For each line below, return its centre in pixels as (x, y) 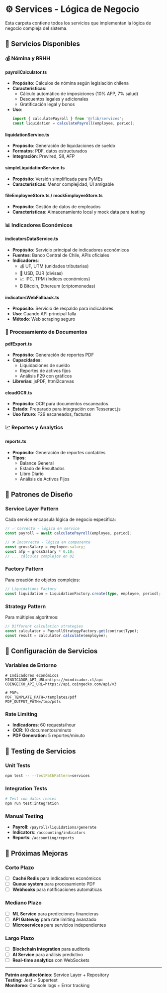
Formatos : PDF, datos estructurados (50, 151)
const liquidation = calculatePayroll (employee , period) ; (74, 124)
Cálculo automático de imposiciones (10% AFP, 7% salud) (79, 94)
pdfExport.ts (19, 344)
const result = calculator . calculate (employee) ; (56, 635)
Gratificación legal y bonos (47, 104)
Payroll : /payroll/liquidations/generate (54, 827)
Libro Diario (32, 474)
